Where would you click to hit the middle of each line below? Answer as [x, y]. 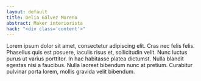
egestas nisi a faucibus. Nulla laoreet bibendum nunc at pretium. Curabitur [100, 65]
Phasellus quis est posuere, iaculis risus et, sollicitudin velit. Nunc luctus [97, 53]
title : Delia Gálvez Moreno [42, 18]
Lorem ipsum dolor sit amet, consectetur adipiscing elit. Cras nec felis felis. [100, 46]
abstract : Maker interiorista [45, 23]
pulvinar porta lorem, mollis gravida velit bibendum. [71, 72]
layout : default [27, 12]
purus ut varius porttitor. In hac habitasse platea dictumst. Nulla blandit [95, 59]
